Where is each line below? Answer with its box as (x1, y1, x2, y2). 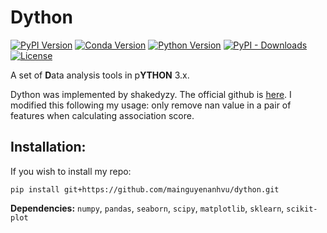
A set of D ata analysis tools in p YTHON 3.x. (10, 69, 190, 81)
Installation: (10, 139, 87, 156)
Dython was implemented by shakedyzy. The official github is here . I (10, 88, 292, 100)
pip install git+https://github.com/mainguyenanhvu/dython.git (10, 184, 280, 195)
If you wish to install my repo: (10, 165, 132, 177)
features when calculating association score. (10, 109, 195, 121)
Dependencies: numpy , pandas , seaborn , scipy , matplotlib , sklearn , (10, 202, 285, 214)
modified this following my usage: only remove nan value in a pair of (10, 99, 292, 111)
